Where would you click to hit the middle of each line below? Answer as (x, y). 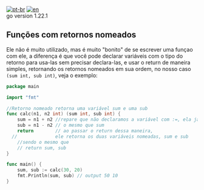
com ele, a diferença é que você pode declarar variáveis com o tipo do (95, 56)
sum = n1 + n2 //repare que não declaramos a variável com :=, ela (104, 120)
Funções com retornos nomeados (71, 35)
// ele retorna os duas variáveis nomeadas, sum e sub (100, 137)
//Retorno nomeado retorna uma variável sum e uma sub (77, 108)
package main (23, 86)
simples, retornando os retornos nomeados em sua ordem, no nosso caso (99, 69)
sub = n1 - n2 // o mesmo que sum (61, 125)
